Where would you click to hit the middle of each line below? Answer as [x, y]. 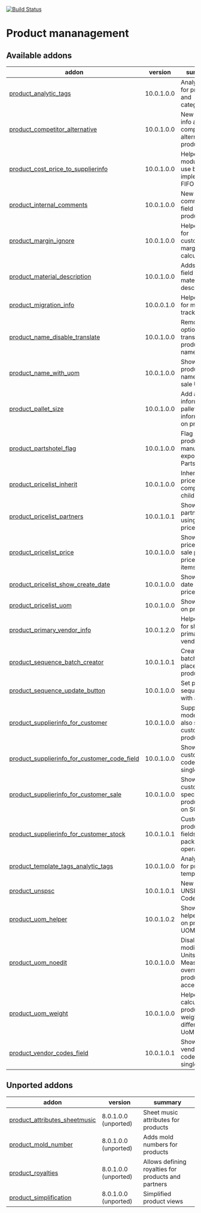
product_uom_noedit [38, 963]
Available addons [39, 55]
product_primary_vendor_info [50, 630]
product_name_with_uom [44, 373]
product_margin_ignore [42, 241]
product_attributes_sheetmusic [53, 1120]
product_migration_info [42, 305]
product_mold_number [41, 1144]
